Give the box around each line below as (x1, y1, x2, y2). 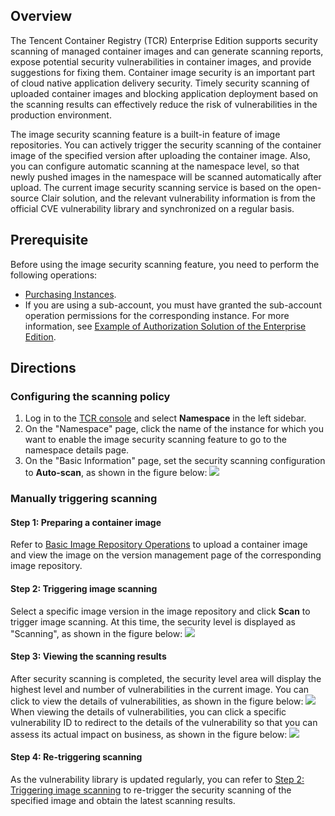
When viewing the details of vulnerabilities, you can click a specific (10, 705, 287, 718)
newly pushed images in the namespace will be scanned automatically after (10, 170, 322, 183)
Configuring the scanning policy (10, 389, 171, 403)
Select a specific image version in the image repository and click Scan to (10, 605, 311, 617)
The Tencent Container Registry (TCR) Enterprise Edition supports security (10, 34, 318, 46)
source (10, 192, 40, 204)
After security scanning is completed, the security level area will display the (10, 672, 322, 684)
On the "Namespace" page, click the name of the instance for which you (24, 423, 324, 435)
